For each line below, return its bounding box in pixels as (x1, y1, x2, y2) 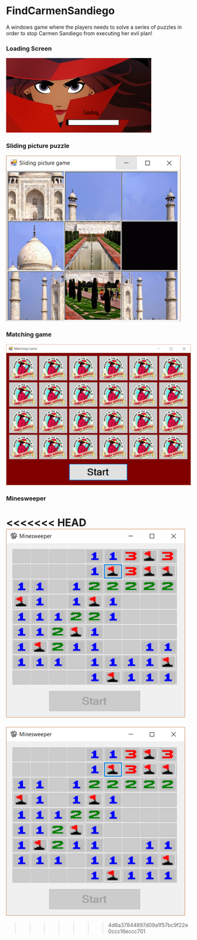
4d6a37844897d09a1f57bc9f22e (108, 921, 189, 928)
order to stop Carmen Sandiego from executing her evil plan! (6, 29, 152, 36)
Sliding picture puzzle (6, 142, 70, 150)
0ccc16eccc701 (108, 928, 145, 935)
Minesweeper (6, 494, 46, 503)
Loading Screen (6, 44, 52, 52)
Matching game (6, 331, 52, 339)
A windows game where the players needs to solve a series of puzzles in (6, 23, 182, 31)
